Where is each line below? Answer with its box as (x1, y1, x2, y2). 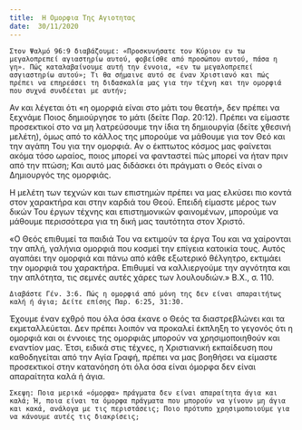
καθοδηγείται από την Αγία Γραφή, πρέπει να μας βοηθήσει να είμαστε (9, 351, 278, 362)
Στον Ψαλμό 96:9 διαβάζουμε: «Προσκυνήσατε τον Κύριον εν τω (9, 46, 246, 55)
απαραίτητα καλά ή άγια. (9, 370, 106, 381)
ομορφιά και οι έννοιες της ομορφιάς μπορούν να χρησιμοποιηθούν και (9, 332, 280, 343)
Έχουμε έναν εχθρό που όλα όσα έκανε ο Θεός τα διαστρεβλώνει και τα (9, 313, 286, 324)
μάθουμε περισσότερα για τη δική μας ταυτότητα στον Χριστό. (9, 215, 246, 226)
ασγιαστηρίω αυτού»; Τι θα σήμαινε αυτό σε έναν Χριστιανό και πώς (9, 70, 270, 80)
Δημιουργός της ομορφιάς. (9, 169, 112, 180)
